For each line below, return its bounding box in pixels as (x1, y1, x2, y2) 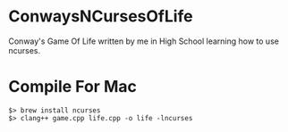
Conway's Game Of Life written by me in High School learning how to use (8, 36, 279, 46)
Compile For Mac (8, 77, 138, 97)
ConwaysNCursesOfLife (8, 6, 193, 27)
